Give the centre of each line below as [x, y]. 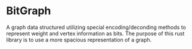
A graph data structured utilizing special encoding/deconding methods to [96, 27]
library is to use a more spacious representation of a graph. [79, 40]
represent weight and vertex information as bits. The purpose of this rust [95, 33]
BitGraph [29, 11]
